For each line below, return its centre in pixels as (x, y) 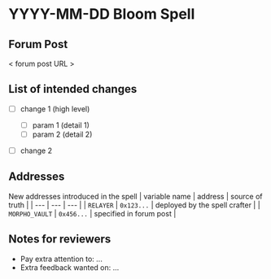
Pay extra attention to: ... (61, 259)
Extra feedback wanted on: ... (70, 267)
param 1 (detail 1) (61, 125)
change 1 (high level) (55, 109)
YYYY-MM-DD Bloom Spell (102, 14)
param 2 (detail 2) (62, 134)
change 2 (36, 150)
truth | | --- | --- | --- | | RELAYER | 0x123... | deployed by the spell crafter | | (134, 205)
